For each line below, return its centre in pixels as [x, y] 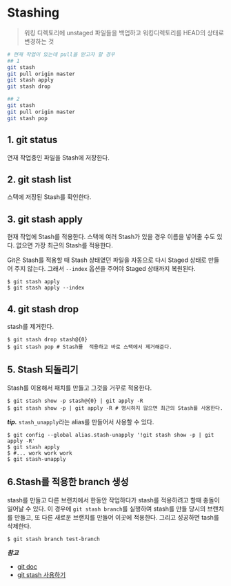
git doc [27, 566]
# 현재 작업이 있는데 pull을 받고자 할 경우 [61, 54]
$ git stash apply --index [46, 288]
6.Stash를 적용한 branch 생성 [68, 482]
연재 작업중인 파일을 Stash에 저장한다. [59, 158]
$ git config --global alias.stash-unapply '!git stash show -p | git [111, 435]
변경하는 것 [39, 41]
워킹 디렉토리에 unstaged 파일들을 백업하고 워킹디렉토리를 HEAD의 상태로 [124, 32]
